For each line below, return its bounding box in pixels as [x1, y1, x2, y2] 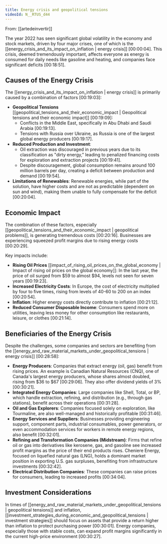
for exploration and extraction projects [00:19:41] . [19, 157, 122, 163]
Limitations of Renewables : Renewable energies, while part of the [12, 178, 149, 184]
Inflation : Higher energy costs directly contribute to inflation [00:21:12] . [12, 299, 159, 305]
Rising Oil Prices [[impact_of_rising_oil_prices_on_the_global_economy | [12, 262, 161, 268]
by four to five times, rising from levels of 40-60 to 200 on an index [12, 289, 151, 295]
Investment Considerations [5, 488, 92, 497]
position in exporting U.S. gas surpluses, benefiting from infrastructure [12, 458, 158, 464]
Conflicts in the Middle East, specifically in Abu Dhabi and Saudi [19, 120, 152, 126]
